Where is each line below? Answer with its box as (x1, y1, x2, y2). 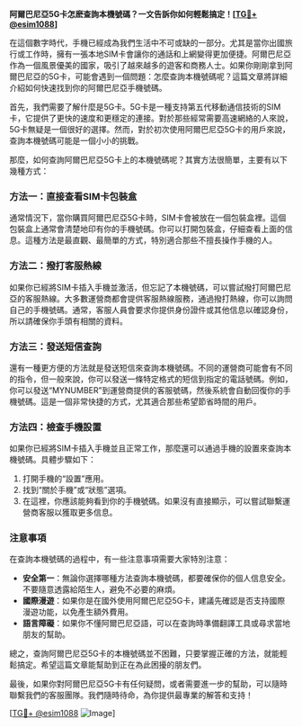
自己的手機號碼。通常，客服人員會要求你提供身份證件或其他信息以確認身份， (9, 304, 293, 315)
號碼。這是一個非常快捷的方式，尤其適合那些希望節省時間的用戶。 (16, 396, 262, 407)
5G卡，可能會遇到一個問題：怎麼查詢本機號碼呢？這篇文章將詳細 (48, 71, 288, 82)
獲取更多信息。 (61, 507, 118, 518)
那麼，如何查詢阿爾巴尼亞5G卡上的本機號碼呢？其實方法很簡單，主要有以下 (9, 155, 288, 165)
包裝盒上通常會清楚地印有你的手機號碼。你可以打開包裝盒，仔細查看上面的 (9, 224, 285, 235)
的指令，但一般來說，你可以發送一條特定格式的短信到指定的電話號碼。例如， (9, 373, 293, 384)
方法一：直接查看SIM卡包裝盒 (9, 190, 138, 202)
